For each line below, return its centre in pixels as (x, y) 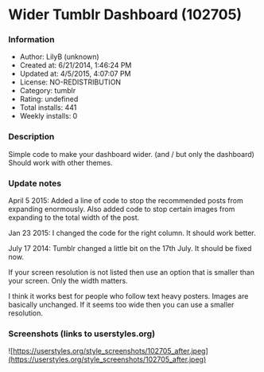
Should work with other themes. (60, 163)
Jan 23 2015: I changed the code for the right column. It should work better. (132, 233)
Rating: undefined (49, 99)
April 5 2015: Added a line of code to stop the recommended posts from (126, 201)
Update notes (35, 183)
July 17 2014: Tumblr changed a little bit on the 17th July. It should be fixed (130, 249)
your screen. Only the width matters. (68, 281)
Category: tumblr (48, 91)
